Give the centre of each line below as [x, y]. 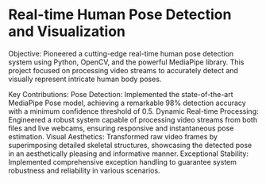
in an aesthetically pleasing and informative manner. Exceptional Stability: [128, 154]
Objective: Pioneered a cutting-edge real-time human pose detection [121, 53]
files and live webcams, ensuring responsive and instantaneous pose [121, 128]
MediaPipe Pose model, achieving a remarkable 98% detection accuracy [127, 103]
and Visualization [67, 31]
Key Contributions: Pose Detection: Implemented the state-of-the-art [121, 94]
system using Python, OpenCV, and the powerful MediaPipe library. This [126, 62]
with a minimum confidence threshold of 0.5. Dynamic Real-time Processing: [134, 111]
